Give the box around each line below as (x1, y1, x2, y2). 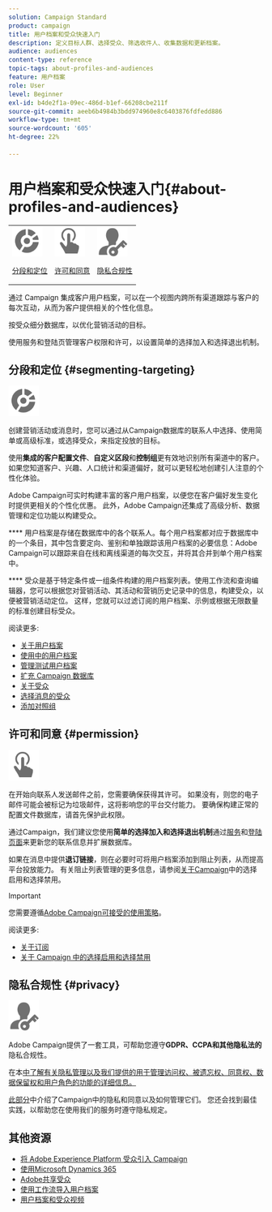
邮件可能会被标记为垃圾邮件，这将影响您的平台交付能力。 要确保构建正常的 (8, 799, 259, 809)
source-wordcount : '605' (8, 124, 92, 133)
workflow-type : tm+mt (8, 116, 82, 124)
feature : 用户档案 (8, 73, 66, 81)
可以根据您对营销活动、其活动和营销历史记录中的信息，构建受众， (36, 585, 257, 595)
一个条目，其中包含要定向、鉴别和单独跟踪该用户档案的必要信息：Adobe (15, 538, 257, 548)
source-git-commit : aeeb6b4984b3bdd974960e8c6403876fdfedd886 (8, 107, 223, 115)
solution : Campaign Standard (8, 13, 107, 21)
